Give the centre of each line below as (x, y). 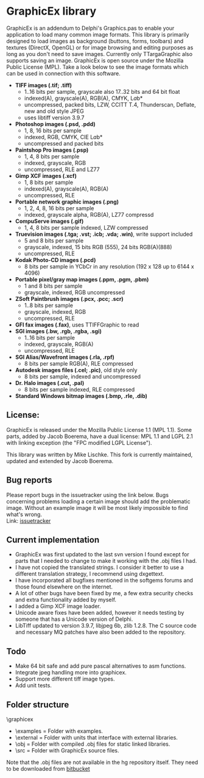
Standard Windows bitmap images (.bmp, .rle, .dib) (81, 396)
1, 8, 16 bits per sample (53, 130)
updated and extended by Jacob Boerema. (60, 461)
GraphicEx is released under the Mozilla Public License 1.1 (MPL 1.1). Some (99, 430)
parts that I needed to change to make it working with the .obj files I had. (106, 561)
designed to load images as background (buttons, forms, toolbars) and (95, 41)
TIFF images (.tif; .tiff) (43, 85)
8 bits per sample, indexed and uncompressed (83, 377)
